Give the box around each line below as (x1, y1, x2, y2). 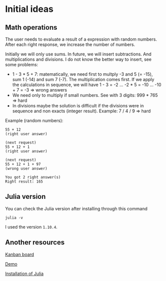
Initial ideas (5, 3, 54, 15)
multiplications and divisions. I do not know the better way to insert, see (5, 56, 152, 62)
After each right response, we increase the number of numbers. (5, 42, 135, 47)
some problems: (5, 62, 38, 67)
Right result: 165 (5, 179, 43, 184)
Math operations (5, 23, 57, 32)
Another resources (5, 238, 65, 247)
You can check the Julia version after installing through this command (5, 205, 148, 211)
